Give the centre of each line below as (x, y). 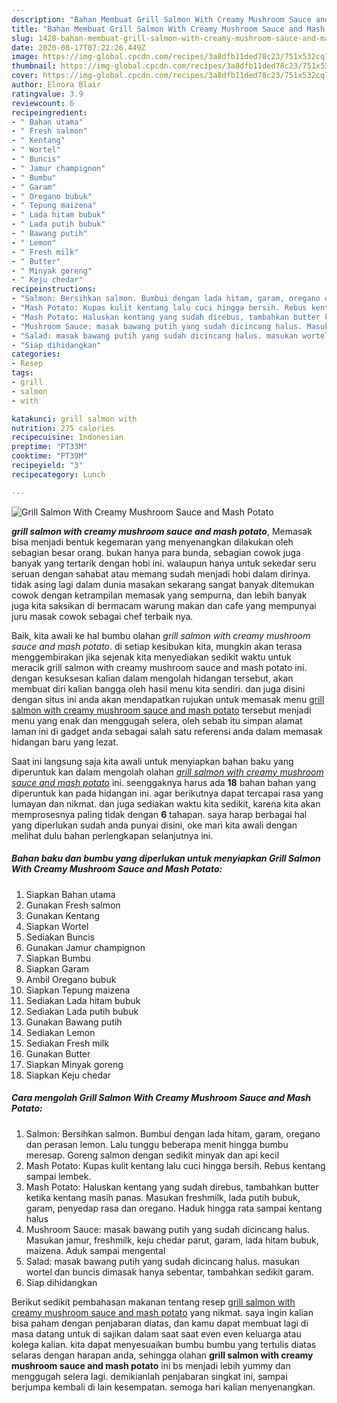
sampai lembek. (58, 1176)
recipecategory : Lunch (58, 474)
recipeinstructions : (54, 289)
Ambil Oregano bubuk (71, 979)
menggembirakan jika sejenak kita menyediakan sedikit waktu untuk (151, 657)
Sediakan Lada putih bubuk (82, 1011)
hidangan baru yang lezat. (65, 742)
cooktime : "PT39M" (49, 456)
